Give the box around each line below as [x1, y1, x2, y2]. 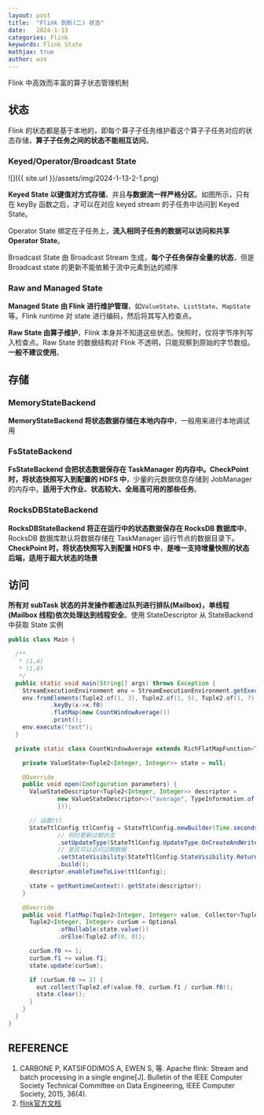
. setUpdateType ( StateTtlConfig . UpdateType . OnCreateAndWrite [57, 839, 258, 847]
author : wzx [8, 56, 47, 64]
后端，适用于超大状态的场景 [8, 552, 98, 563]
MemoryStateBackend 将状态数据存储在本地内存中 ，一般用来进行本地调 [8, 415, 244, 425]
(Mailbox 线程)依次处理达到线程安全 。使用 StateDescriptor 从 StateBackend [8, 611, 254, 620]
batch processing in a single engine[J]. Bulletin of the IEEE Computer [19, 1072, 244, 1082]
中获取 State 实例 [8, 620, 64, 629]
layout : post [8, 11, 51, 20]
